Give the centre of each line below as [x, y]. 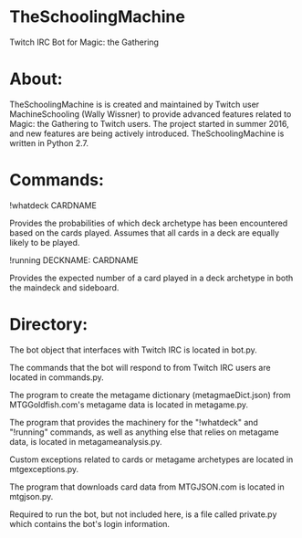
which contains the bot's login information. [90, 523]
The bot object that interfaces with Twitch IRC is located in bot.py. [133, 350]
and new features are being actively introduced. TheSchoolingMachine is [147, 133]
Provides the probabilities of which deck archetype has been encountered [149, 223]
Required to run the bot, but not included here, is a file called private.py [143, 514]
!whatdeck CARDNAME [53, 205]
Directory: [49, 324]
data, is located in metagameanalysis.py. [86, 441]
